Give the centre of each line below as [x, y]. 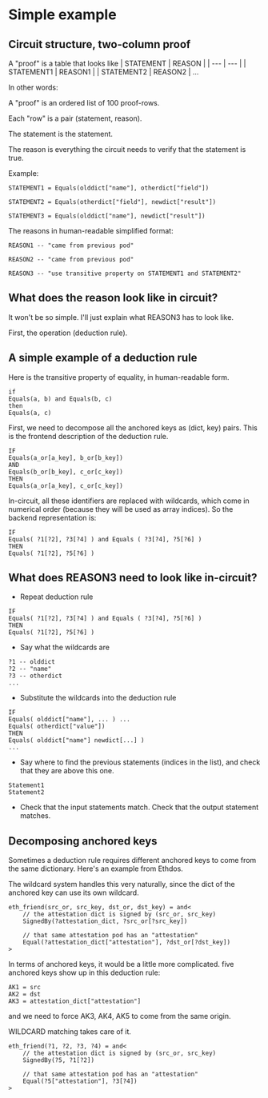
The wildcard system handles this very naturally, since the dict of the [122, 884]
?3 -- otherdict [35, 676]
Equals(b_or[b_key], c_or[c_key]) [66, 472]
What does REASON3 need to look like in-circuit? [133, 578]
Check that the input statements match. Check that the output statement [139, 807]
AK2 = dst [25, 994]
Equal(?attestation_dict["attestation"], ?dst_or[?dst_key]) [126, 942]
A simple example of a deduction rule [103, 358]
